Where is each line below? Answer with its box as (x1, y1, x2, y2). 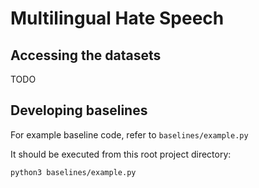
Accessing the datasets (10, 47, 162, 64)
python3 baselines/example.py (10, 167, 137, 177)
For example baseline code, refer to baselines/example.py (10, 128, 249, 141)
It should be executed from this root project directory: (10, 148, 232, 160)
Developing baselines (10, 102, 148, 119)
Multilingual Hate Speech (10, 7, 225, 30)
